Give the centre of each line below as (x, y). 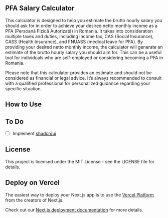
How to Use (24, 104)
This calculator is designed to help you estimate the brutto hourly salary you (84, 20)
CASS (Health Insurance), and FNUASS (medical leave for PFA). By (74, 42)
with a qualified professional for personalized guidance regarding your (78, 83)
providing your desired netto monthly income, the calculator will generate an (84, 47)
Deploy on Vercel (33, 183)
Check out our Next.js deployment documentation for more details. (74, 209)
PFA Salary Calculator (40, 8)
